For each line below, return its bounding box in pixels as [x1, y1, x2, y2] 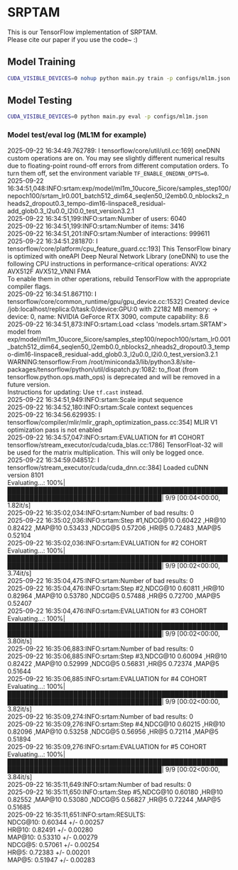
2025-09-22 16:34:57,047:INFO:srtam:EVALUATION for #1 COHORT [7, 433, 205, 441]
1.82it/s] [7, 501, 31, 509]
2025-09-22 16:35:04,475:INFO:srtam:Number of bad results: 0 [7, 576, 194, 584]
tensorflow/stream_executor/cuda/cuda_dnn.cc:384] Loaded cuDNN [7, 463, 208, 472]
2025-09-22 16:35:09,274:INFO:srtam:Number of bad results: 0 [7, 712, 194, 721]
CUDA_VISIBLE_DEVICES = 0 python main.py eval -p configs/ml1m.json [7, 113, 208, 121]
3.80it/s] [7, 636, 33, 645]
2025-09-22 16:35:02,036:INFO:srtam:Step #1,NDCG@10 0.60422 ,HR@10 [7, 516, 227, 524]
